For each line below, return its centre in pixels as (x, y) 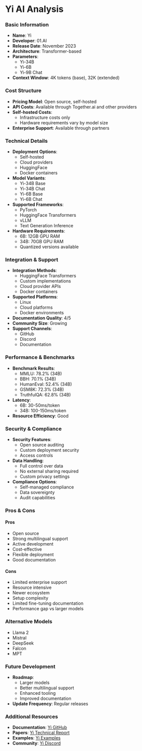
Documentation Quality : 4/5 (41, 318)
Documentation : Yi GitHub (39, 728)
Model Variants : (29, 178)
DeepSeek (23, 643)
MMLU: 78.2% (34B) (41, 374)
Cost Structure (23, 91)
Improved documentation (45, 698)
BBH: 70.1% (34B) (38, 378)
